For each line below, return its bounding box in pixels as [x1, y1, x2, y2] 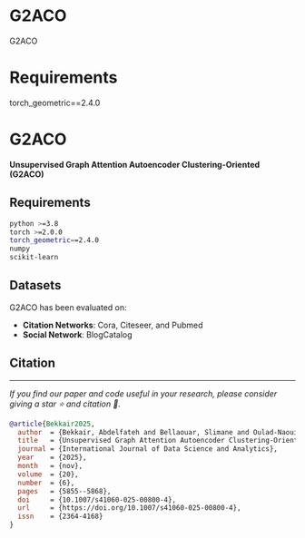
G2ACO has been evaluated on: [9, 301, 127, 313]
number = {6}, [17, 478, 75, 487]
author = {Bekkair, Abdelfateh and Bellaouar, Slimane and [17, 427, 250, 436]
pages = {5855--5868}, [17, 486, 112, 495]
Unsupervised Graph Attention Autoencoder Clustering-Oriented [9, 159, 261, 170]
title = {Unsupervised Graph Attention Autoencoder [17, 436, 225, 445]
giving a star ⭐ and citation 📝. [9, 398, 121, 409]
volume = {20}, [17, 469, 79, 479]
